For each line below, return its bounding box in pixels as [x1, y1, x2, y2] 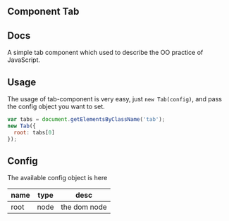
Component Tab [7, 6, 80, 18]
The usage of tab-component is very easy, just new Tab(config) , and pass [7, 95, 222, 103]
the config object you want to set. [7, 102, 106, 111]
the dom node [61, 202, 107, 212]
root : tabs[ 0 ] [13, 129, 55, 136]
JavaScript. [7, 56, 41, 64]
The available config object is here [7, 174, 108, 182]
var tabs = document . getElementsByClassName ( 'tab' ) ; [7, 116, 166, 123]
